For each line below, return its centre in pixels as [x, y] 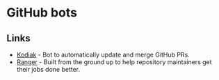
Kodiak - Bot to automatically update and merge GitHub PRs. [103, 54]
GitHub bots [42, 13]
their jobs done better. [48, 69]
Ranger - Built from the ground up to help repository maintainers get [114, 62]
